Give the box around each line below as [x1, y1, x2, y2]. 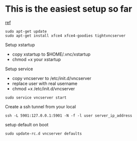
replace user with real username [12, 81, 78, 86]
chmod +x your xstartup [12, 56, 61, 62]
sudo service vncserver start [5, 95, 67, 100]
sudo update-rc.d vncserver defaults [5, 131, 82, 136]
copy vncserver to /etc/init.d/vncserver [12, 75, 91, 81]
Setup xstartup [5, 41, 35, 47]
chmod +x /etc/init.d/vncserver [12, 85, 75, 91]
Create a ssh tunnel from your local [5, 103, 76, 109]
